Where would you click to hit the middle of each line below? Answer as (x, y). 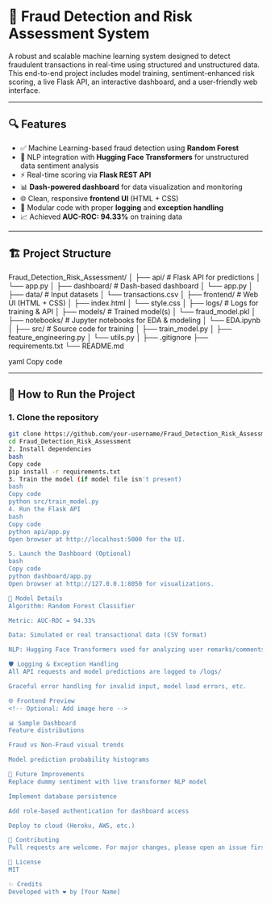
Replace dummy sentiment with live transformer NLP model (108, 782)
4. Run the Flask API (45, 509)
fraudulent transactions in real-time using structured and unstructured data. (134, 65)
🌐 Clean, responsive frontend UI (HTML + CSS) (99, 198)
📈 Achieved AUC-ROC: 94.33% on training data (101, 217)
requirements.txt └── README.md (67, 346)
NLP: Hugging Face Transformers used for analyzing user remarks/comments (137, 650)
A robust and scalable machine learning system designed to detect (119, 56)
